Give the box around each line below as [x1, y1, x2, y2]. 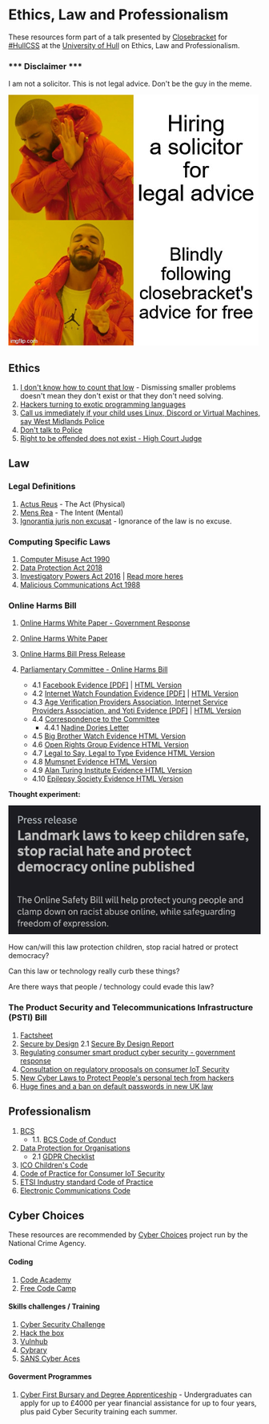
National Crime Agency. [8, 1239, 86, 1248]
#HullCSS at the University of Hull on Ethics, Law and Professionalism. [8, 40, 240, 50]
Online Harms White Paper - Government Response [19, 618, 191, 628]
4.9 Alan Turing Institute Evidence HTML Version [31, 766, 193, 775]
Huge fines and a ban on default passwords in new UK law [19, 1081, 214, 1091]
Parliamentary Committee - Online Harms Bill [19, 665, 168, 674]
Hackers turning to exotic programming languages [19, 399, 187, 410]
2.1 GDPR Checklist [31, 1151, 95, 1161]
